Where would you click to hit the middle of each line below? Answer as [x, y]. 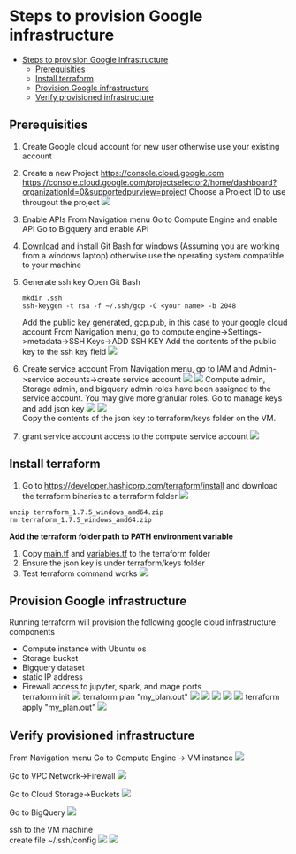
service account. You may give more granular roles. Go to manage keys [152, 398]
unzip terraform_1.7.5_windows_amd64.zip [87, 512]
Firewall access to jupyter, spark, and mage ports [111, 687]
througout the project [61, 202]
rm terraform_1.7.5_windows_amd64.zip [80, 519]
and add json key [53, 408]
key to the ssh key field [64, 351]
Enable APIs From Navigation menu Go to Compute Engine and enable [149, 219]
